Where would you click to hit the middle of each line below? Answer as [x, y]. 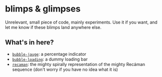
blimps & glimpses [43, 9]
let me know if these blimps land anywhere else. [53, 27]
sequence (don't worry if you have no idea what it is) [65, 69]
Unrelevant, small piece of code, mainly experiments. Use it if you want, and [81, 22]
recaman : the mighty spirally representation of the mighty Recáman [79, 64]
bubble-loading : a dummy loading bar [50, 59]
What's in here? [30, 43]
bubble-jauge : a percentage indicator [49, 54]
